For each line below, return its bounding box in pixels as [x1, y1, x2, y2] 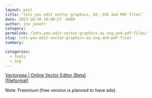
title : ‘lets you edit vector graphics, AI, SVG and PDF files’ [5, 12, 143, 17]
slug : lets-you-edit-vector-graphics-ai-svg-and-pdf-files [5, 36, 132, 41]
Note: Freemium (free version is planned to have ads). [5, 87, 117, 93]
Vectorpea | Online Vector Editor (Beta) [5, 72, 87, 78]
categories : [5, 49, 30, 54]
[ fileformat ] [5, 77, 29, 83]
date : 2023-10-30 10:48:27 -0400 [5, 17, 75, 22]
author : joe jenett [5, 21, 46, 27]
